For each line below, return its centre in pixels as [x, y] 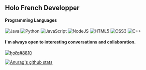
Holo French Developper [42, 8]
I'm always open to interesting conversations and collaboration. [71, 42]
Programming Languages [31, 20]
